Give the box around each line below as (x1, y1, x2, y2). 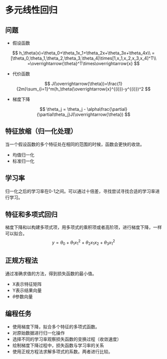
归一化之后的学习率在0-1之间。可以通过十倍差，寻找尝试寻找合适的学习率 (5, 188, 156, 194)
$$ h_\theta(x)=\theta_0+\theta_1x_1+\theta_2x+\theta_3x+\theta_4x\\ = (12, 50, 155, 56)
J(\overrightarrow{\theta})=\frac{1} (51, 81, 123, 87)
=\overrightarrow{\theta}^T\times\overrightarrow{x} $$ (27, 61, 140, 66)
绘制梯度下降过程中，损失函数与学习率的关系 (12, 342, 104, 348)
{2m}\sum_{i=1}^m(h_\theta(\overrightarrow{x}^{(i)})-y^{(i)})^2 (16, 86, 144, 92)
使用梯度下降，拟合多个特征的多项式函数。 (12, 324, 100, 330)
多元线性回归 (5, 4, 58, 16)
